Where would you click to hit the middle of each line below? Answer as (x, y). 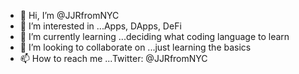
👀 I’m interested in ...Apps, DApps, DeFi (100, 26)
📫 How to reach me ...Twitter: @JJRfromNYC (113, 58)
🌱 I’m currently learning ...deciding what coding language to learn (154, 36)
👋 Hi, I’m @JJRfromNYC (69, 15)
